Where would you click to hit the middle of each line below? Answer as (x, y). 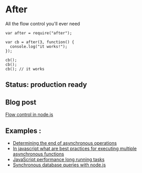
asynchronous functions (38, 154)
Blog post (21, 102)
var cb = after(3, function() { (40, 42)
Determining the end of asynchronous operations (65, 143)
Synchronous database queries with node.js (59, 165)
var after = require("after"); (39, 33)
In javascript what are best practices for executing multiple (75, 148)
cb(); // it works (25, 69)
